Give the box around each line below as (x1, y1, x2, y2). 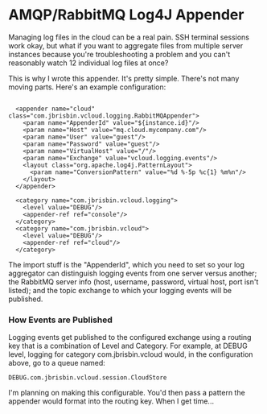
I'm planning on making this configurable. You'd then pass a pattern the (8, 388, 245, 398)
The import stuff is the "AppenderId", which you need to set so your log (8, 259, 245, 269)
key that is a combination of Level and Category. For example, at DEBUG (8, 341, 248, 351)
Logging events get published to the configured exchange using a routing (8, 333, 252, 342)
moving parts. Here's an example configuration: (8, 82, 166, 92)
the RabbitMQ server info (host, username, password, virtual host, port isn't (8, 276, 259, 287)
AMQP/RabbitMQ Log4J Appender (8, 6, 244, 24)
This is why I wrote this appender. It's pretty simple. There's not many (8, 73, 240, 83)
